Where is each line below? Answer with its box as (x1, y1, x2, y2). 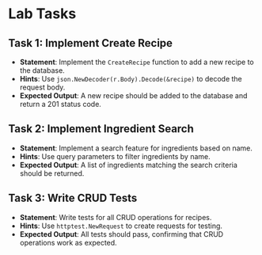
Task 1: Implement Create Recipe (8, 36, 173, 50)
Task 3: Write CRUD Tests (8, 192, 138, 205)
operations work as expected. (19, 238, 117, 247)
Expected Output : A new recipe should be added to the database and (19, 91, 248, 100)
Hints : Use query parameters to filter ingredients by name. (19, 151, 211, 161)
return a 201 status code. (19, 100, 101, 108)
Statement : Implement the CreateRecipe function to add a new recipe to (19, 57, 255, 67)
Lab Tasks (8, 5, 77, 23)
